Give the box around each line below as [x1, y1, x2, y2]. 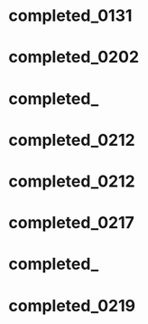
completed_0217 [8, 213, 134, 233]
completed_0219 [8, 295, 136, 316]
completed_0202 [8, 47, 140, 68]
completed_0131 [8, 5, 133, 26]
